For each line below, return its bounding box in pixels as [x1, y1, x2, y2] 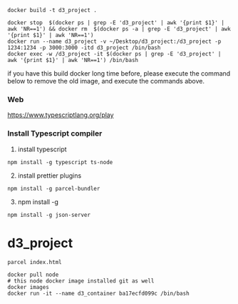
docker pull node [7, 271, 59, 278]
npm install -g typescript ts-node [7, 158, 113, 166]
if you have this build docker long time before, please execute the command [7, 69, 231, 78]
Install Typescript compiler [7, 128, 103, 138]
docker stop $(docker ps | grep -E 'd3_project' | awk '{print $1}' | [7, 19, 224, 26]
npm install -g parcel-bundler [7, 185, 100, 192]
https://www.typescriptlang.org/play [7, 111, 114, 119]
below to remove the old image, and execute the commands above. [7, 77, 205, 85]
